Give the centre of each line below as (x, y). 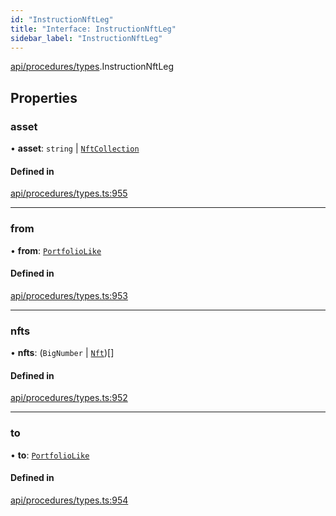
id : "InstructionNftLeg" (62, 19)
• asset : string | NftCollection (75, 148)
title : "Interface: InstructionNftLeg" (93, 29)
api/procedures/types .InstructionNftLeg (92, 67)
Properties (44, 97)
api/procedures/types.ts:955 (69, 193)
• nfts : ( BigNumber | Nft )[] (62, 353)
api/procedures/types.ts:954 (69, 500)
